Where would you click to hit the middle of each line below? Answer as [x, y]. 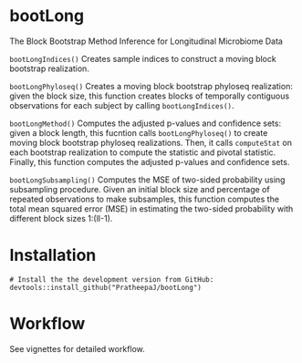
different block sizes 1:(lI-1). [61, 218]
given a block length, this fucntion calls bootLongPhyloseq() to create [139, 132]
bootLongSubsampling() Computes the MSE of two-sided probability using [147, 180]
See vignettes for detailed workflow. [78, 348]
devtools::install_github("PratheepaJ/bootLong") [106, 287]
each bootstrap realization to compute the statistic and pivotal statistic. [143, 152]
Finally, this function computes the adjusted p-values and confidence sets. [150, 161]
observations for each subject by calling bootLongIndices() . [122, 105]
